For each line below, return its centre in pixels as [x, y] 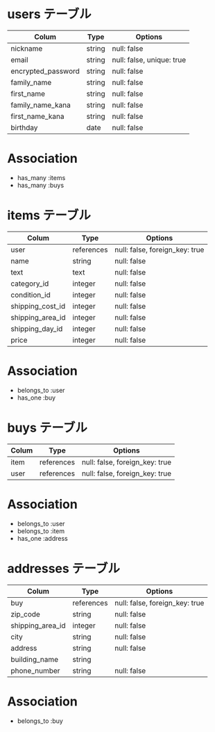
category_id [30, 284]
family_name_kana [41, 105]
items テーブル [49, 215]
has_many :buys [41, 185]
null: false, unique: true [149, 60]
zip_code [25, 614]
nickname [27, 48]
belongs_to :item [41, 531]
